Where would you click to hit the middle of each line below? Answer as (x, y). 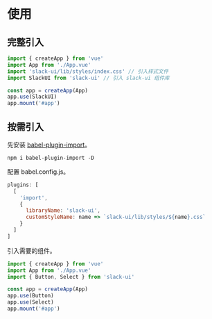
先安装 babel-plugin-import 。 (49, 145)
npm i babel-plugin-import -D (51, 158)
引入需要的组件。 (32, 250)
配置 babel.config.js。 (38, 172)
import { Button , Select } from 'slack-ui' (71, 277)
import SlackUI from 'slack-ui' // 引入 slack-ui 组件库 (88, 78)
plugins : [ (23, 185)
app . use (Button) (30, 296)
